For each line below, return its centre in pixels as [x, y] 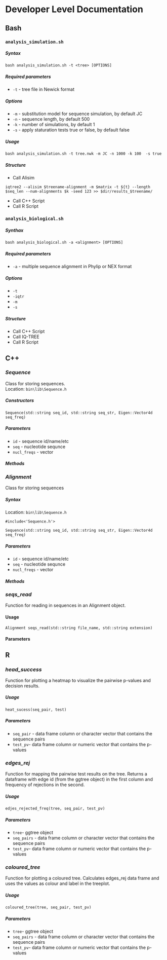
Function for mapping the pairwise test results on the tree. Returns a [76, 774]
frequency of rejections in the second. [45, 785]
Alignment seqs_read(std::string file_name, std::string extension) [79, 628]
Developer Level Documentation [74, 9]
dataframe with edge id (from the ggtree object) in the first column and [79, 780]
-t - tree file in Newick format [44, 89]
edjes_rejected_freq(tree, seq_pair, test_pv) [55, 809]
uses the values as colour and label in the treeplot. [58, 883]
